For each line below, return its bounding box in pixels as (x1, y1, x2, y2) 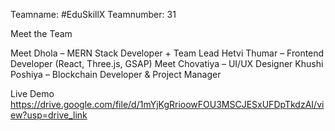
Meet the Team (10, 28, 73, 39)
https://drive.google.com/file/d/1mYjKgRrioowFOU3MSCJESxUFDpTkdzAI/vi (10, 99, 325, 110)
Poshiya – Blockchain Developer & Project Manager (10, 69, 222, 80)
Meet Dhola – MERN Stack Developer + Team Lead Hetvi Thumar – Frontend (10, 47, 325, 59)
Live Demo (10, 88, 55, 99)
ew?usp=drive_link (10, 109, 88, 121)
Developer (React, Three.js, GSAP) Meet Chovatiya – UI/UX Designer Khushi (10, 58, 324, 69)
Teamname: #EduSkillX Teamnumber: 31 (10, 9, 177, 20)
